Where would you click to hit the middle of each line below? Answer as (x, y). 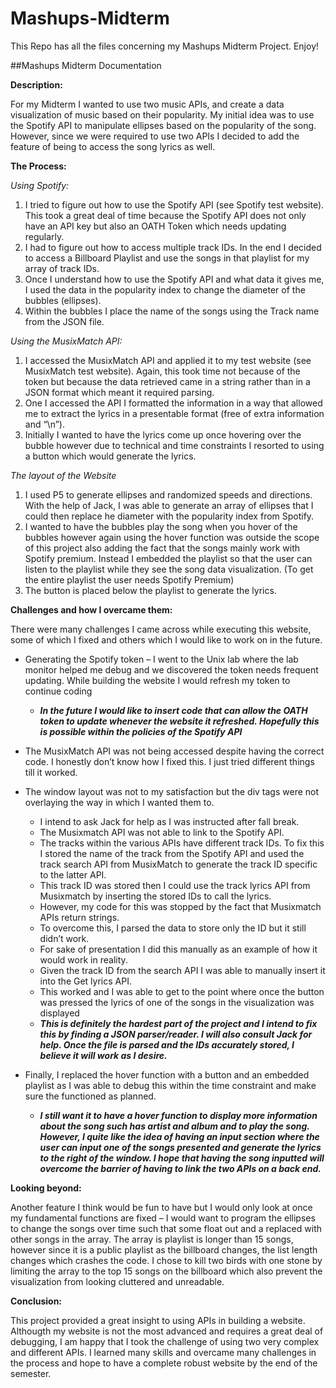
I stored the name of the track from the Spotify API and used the (172, 853)
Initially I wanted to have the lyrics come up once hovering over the (163, 434)
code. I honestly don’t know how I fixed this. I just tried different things (169, 761)
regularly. (44, 236)
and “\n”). (44, 424)
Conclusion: (36, 1301)
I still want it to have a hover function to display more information (178, 1115)
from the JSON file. (64, 321)
